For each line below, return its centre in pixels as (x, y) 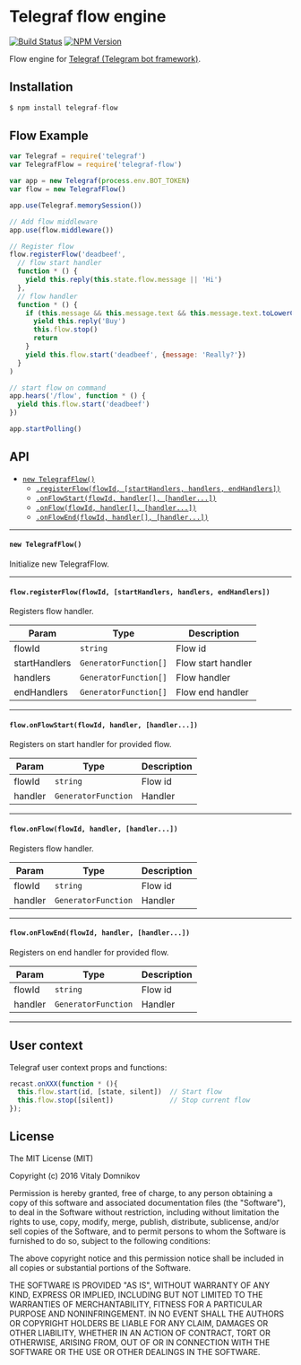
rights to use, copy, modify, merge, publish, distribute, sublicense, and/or (144, 1221)
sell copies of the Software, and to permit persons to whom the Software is (148, 1231)
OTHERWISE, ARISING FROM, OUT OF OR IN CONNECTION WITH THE (140, 1342)
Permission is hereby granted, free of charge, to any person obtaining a (141, 1193)
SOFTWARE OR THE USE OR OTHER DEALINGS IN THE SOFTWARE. (135, 1352)
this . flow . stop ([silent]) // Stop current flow (134, 1101)
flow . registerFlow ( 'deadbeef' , (68, 255)
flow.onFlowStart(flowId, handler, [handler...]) (104, 725)
